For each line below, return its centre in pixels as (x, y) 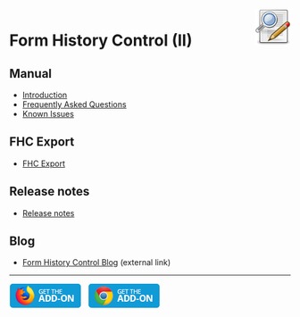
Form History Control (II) (101, 41)
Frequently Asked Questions (74, 104)
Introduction (45, 95)
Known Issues (48, 114)
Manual (30, 74)
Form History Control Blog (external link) (96, 263)
